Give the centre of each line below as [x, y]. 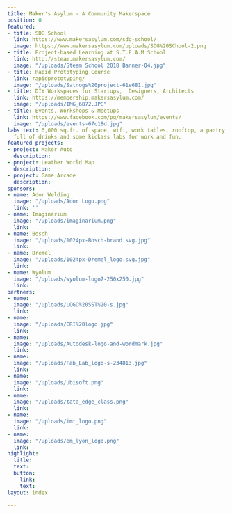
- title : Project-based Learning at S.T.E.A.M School [87, 53]
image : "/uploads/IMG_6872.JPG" [60, 104]
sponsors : [22, 189]
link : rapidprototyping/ [49, 78]
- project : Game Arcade [42, 175]
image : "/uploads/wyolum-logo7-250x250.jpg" [79, 279]
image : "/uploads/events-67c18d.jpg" [68, 124]
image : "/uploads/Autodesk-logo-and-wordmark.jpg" [88, 344]
